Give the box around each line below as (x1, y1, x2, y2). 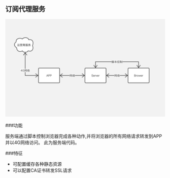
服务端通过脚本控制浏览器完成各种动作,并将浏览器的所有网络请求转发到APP (5, 133, 162, 139)
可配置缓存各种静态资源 (12, 161, 62, 167)
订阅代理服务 (5, 5, 46, 14)
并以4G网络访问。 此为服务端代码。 (5, 139, 80, 146)
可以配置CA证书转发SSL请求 (12, 167, 72, 173)
